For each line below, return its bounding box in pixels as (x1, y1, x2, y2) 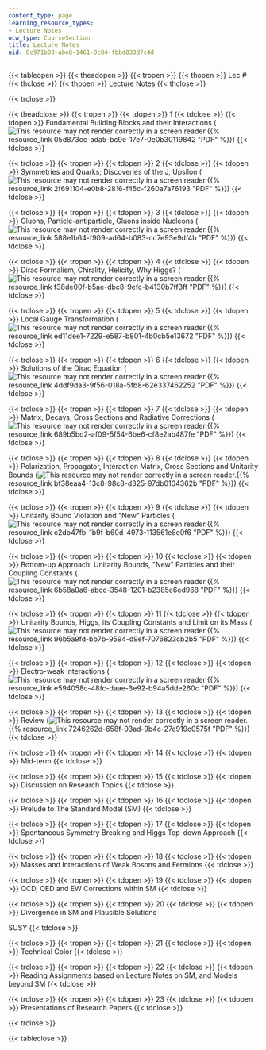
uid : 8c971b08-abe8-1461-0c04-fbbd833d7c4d (8, 48, 155, 56)
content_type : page (8, 11, 73, 20)
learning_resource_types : (8, 19, 94, 27)
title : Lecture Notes (8, 41, 80, 49)
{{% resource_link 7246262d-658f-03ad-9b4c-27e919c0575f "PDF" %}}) (8, 724, 250, 733)
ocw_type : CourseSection (8, 33, 91, 42)
